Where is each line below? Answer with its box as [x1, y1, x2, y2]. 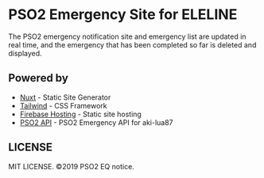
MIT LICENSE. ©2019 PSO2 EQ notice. [8, 161, 135, 171]
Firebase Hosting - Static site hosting [19, 109, 142, 119]
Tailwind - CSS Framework [19, 100, 107, 110]
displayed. [8, 48, 42, 58]
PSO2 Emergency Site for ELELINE [8, 6, 238, 24]
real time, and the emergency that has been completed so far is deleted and [8, 40, 257, 49]
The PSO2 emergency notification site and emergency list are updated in [8, 32, 247, 41]
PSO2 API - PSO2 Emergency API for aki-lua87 [19, 117, 173, 127]
